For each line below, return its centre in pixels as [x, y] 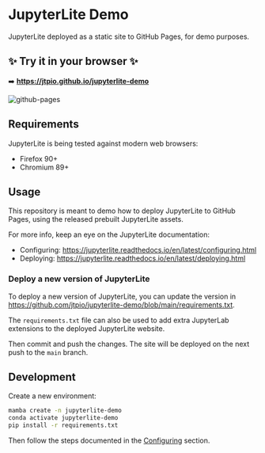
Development [42, 377]
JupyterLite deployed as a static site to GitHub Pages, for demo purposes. [129, 36]
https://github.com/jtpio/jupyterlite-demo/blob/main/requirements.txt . [121, 305]
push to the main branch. [48, 352]
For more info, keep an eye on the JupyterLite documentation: [109, 234]
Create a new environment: [52, 396]
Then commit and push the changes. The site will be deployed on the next [129, 344]
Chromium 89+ [44, 167]
